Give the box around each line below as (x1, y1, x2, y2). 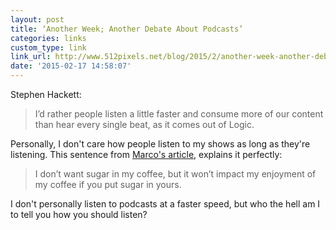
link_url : (10, 52, 52, 62)
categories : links (10, 33, 87, 43)
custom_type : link (10, 42, 87, 53)
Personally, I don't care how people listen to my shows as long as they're (10, 138, 311, 150)
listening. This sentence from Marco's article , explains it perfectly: (10, 149, 283, 160)
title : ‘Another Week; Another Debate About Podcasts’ (10, 24, 244, 34)
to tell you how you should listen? (10, 209, 148, 220)
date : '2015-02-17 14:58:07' (10, 61, 132, 71)
